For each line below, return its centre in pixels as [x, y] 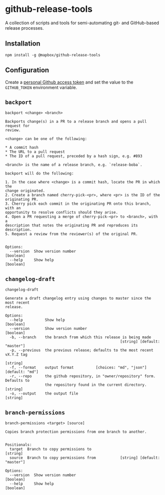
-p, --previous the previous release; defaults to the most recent [82, 350]
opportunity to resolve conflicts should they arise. [62, 213]
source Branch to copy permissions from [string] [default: [85, 458]
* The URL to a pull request [35, 152]
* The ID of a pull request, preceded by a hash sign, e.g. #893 [74, 156]
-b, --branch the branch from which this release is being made [81, 337]
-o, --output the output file [44, 394]
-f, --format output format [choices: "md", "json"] [78, 368]
